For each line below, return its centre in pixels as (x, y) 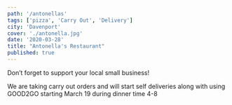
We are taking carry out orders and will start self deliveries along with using (116, 86)
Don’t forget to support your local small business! (79, 72)
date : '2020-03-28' (36, 40)
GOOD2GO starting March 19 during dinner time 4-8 (82, 93)
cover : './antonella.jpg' (45, 33)
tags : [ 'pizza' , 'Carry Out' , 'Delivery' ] (70, 20)
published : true (31, 53)
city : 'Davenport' (34, 27)
